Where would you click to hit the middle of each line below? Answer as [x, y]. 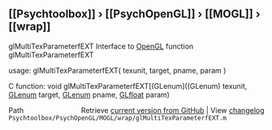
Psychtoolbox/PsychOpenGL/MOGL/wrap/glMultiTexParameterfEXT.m [118, 118]
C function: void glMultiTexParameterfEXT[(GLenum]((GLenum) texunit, [128, 86]
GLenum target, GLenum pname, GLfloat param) [89, 94]
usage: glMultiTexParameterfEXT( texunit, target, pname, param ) [117, 70]
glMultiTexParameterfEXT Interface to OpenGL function [101, 46]
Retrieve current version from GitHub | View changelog [173, 110]
